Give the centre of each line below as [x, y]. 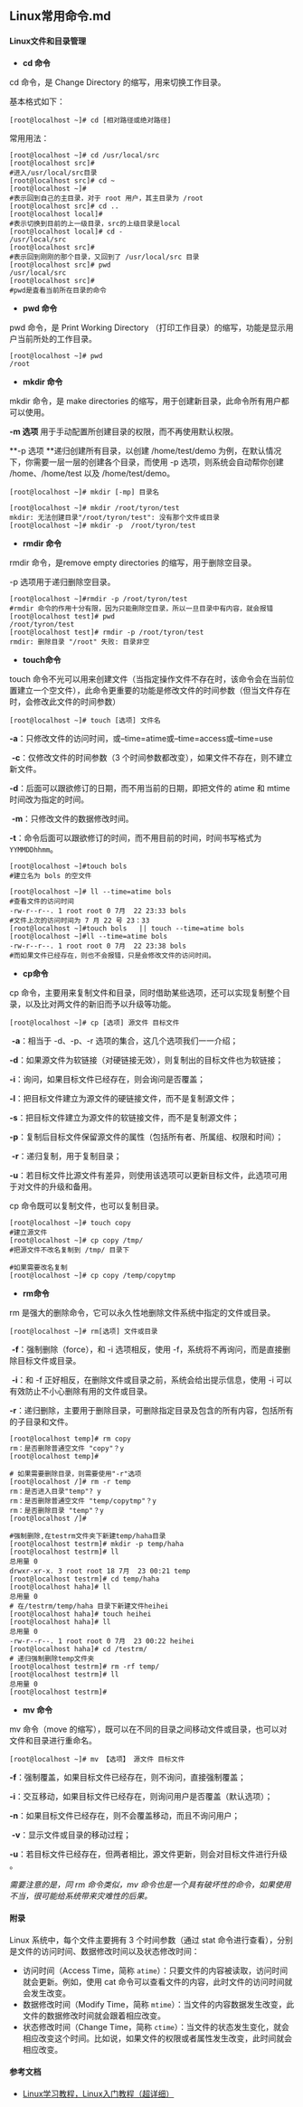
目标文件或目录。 [49, 1360]
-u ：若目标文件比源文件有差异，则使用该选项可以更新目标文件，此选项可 [145, 1175]
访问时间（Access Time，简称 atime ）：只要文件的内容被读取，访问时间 [155, 1970]
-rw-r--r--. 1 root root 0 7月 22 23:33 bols [98, 911]
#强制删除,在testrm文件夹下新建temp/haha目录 [88, 1535]
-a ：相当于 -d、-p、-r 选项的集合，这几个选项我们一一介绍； [125, 1040]
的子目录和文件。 [41, 1422]
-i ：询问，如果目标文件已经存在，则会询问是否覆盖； [108, 1079]
